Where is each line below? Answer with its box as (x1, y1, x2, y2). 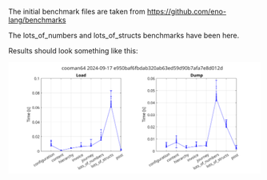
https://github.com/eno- (146, 7, 226, 16)
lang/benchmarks (8, 15, 66, 25)
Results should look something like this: (8, 46, 138, 55)
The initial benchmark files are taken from (8, 7, 145, 16)
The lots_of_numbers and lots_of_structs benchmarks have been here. (8, 31, 240, 40)
